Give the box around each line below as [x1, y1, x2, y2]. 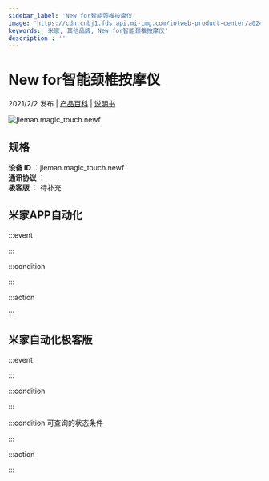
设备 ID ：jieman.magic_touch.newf [8, 163, 125, 172]
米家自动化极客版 [8, 333, 93, 347]
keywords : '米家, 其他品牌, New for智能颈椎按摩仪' [8, 26, 169, 34]
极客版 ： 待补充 [8, 183, 62, 192]
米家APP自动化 [8, 209, 82, 222]
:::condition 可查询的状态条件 [8, 418, 104, 427]
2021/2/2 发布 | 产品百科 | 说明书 [8, 99, 116, 109]
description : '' [8, 34, 66, 42]
